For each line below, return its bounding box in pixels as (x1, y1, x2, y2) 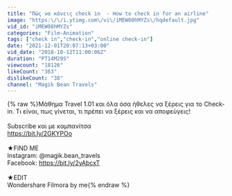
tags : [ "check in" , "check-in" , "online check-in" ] (7, 36, 154, 43)
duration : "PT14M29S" (7, 55, 70, 62)
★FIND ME (7, 144, 39, 152)
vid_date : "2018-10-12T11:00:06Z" (7, 49, 107, 56)
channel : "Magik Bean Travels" (7, 81, 98, 88)
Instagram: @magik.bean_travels (7, 152, 100, 160)
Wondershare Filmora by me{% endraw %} (7, 181, 130, 189)
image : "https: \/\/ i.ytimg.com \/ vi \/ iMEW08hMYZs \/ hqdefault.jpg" (7, 17, 199, 24)
